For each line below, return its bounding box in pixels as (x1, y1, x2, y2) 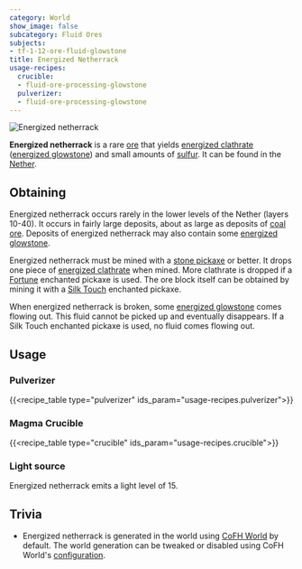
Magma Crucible (9, 416, 84, 429)
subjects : (9, 38, 47, 48)
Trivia (9, 507, 42, 522)
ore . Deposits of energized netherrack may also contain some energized (9, 228, 278, 239)
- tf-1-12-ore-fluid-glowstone (9, 47, 127, 56)
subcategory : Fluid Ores (9, 30, 103, 39)
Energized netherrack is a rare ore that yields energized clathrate (9, 139, 254, 150)
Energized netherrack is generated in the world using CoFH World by (22, 530, 279, 542)
